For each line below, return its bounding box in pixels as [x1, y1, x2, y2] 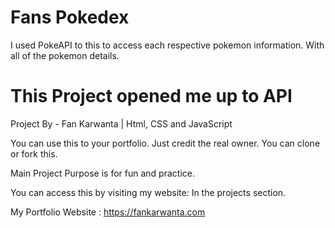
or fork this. [10, 147, 58, 160]
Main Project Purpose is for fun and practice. [10, 167, 195, 179]
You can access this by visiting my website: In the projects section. [10, 186, 287, 198]
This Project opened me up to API [10, 85, 293, 108]
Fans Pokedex [10, 6, 130, 29]
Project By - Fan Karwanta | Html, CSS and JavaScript [10, 117, 233, 130]
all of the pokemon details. [10, 49, 120, 61]
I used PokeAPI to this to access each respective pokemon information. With [10, 39, 325, 51]
